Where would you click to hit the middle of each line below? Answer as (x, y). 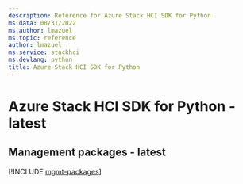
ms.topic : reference (42, 38)
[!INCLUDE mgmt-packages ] (55, 171)
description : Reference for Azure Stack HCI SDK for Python (110, 15)
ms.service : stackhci (44, 52)
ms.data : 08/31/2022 (42, 23)
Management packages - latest (87, 153)
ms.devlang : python (40, 60)
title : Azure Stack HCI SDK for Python (74, 67)
